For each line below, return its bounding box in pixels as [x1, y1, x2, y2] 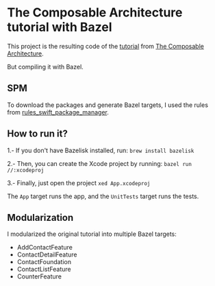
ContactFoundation [16, 258, 72, 266]
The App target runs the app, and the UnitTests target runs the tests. [7, 192, 199, 200]
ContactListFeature [16, 265, 71, 274]
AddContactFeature [16, 243, 73, 252]
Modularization [7, 211, 74, 224]
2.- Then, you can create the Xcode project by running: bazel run [7, 159, 192, 167]
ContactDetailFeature [16, 250, 77, 259]
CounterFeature [16, 272, 62, 281]
